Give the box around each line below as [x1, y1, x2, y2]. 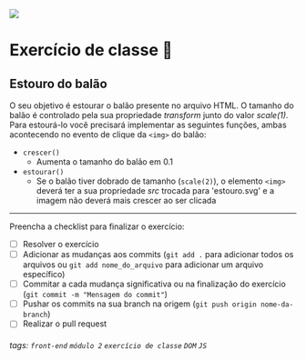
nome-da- [260, 300, 294, 309]
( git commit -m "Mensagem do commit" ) [22, 289, 168, 300]
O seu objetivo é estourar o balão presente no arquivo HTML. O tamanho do [9, 100, 294, 111]
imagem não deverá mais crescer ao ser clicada [36, 195, 217, 205]
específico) [22, 269, 66, 280]
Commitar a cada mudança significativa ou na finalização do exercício [22, 278, 287, 290]
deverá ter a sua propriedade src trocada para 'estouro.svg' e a [36, 185, 275, 195]
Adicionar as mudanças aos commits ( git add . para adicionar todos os [22, 249, 294, 260]
